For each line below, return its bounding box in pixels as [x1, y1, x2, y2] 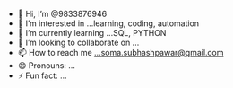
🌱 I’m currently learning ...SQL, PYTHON [17, 28, 167, 38]
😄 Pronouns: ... [17, 60, 76, 71]
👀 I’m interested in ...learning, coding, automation [17, 18, 200, 29]
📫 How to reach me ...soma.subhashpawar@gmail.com [17, 48, 224, 57]
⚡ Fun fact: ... [17, 70, 67, 81]
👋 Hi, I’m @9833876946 [17, 9, 108, 19]
